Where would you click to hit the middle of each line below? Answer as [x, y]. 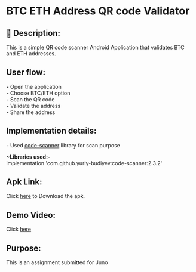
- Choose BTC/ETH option [38, 93]
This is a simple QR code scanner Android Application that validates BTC [95, 47]
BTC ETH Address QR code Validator [98, 11]
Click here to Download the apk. [46, 196]
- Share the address [31, 112]
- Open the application [34, 86]
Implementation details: [51, 131]
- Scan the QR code [30, 99]
